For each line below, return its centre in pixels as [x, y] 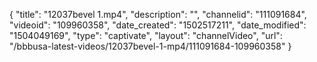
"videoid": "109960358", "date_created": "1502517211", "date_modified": [158, 25]
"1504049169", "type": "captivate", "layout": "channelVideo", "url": [146, 35]
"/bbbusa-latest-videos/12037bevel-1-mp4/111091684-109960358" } [150, 46]
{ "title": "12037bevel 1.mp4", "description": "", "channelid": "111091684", [158, 14]
